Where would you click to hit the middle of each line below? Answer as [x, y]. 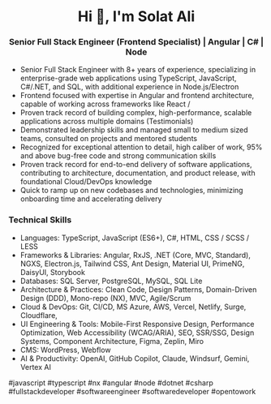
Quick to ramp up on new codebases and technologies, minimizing [131, 191]
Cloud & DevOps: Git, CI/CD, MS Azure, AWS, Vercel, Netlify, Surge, [133, 307]
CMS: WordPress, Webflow [65, 350]
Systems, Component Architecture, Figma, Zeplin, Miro [112, 341]
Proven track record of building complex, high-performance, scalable [136, 113]
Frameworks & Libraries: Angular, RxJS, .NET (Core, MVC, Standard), [135, 255]
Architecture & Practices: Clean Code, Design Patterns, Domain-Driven [138, 289]
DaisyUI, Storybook [52, 272]
